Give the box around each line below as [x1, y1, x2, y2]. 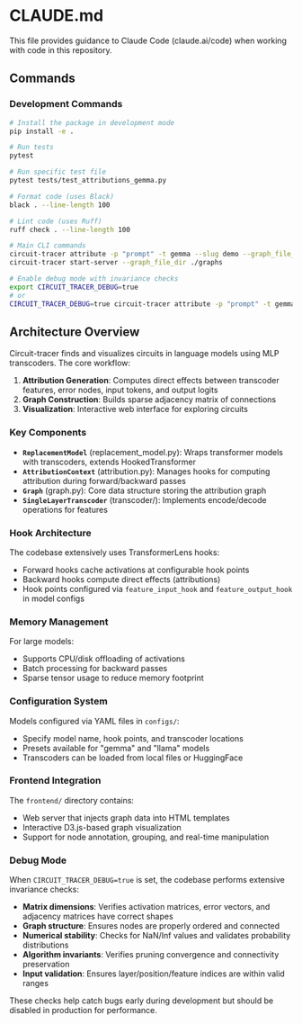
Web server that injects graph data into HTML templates [22, 812, 231, 823]
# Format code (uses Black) [9, 192, 115, 201]
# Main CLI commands [9, 241, 87, 250]
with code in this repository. [9, 44, 112, 55]
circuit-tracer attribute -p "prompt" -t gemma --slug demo [9, 249, 240, 259]
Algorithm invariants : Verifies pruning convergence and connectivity [22, 949, 280, 960]
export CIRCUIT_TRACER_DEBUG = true [9, 283, 139, 292]
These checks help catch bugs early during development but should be [9, 995, 274, 1006]
